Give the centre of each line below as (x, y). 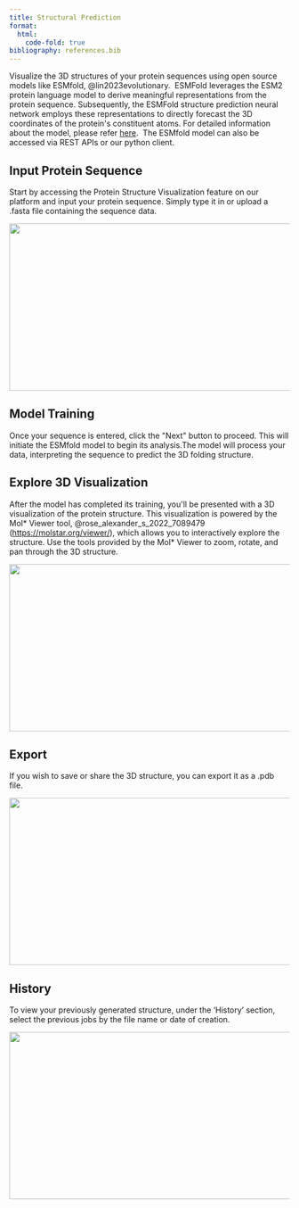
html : (28, 34)
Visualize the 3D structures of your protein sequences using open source (143, 76)
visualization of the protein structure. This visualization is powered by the (143, 513)
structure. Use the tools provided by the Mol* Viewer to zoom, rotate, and (144, 542)
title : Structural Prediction (65, 17)
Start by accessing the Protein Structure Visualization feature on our (134, 192)
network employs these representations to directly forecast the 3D (131, 114)
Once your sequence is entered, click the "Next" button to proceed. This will (149, 435)
